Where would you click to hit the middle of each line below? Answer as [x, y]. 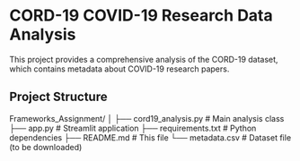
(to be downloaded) [46, 147]
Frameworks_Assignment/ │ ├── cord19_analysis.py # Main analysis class [147, 118]
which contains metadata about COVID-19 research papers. [119, 69]
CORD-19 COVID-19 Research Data [141, 16]
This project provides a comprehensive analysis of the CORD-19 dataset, [144, 59]
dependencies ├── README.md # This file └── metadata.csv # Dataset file [150, 137]
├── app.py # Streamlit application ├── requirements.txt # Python [133, 128]
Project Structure [58, 97]
